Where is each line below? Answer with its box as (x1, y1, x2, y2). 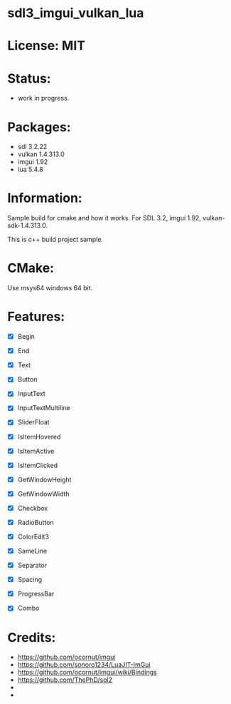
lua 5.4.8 (17, 165, 44, 174)
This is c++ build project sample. (7, 235, 104, 244)
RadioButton (17, 518, 55, 526)
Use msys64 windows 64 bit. (7, 284, 93, 292)
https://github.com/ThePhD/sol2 (17, 675, 112, 684)
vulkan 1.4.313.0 (17, 150, 65, 158)
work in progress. (17, 94, 70, 103)
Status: (7, 70, 51, 86)
